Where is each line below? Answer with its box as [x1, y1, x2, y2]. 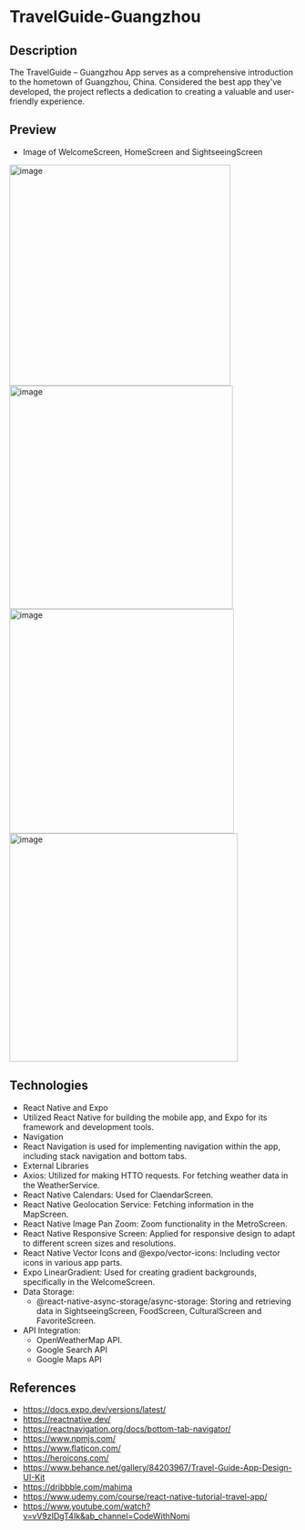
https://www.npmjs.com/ [22, 1433, 117, 1444]
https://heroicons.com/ [22, 1453, 109, 1463]
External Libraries [22, 1160, 89, 1171]
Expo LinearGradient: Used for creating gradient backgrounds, [22, 1267, 258, 1278]
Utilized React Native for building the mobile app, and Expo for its [22, 1112, 268, 1123]
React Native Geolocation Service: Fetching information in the [22, 1198, 255, 1209]
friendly [9, 96, 39, 107]
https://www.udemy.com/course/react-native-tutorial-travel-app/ [22, 1492, 268, 1503]
